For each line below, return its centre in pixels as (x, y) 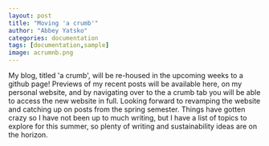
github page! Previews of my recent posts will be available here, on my (125, 84)
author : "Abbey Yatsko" (48, 30)
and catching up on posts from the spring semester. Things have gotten (127, 109)
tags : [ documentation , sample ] (59, 45)
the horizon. (28, 135)
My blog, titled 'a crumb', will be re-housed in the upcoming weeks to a (126, 75)
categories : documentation (53, 38)
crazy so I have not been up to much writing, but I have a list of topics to (128, 118)
